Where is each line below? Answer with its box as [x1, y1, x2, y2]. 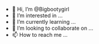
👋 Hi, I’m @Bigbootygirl [11, 6, 70, 12]
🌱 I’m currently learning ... [11, 18, 76, 25]
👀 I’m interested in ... [11, 12, 63, 19]
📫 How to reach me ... [11, 32, 68, 38]
